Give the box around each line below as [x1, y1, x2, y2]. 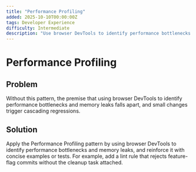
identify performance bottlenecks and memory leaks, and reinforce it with [6, 146, 185, 153]
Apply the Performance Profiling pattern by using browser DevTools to [6, 140, 177, 147]
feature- [168, 153, 188, 160]
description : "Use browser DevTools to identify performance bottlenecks [6, 31, 191, 37]
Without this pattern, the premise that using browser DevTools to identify [6, 95, 182, 102]
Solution [6, 124, 38, 134]
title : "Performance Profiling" [6, 8, 85, 15]
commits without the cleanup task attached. [16, 158, 124, 166]
